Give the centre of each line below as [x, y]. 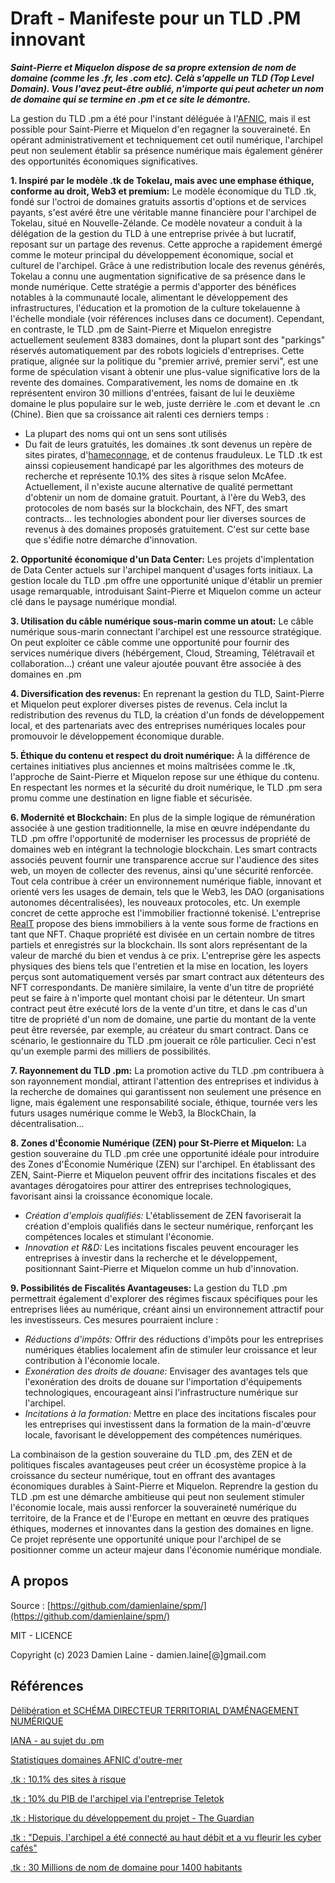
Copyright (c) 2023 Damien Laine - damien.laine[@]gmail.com [138, 1654]
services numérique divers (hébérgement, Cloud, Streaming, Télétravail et [162, 653]
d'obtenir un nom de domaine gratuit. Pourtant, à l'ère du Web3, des [165, 497]
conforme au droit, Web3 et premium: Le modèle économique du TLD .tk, [163, 191]
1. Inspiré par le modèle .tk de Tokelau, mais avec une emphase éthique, [162, 180]
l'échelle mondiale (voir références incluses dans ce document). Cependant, [167, 318]
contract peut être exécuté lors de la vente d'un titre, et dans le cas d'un [159, 1008]
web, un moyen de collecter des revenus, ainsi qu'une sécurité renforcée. [162, 870]
